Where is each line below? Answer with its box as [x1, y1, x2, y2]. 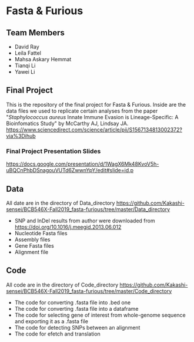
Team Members [6, 28, 65, 38]
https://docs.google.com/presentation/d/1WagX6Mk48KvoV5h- [6, 160, 159, 167]
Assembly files [14, 236, 51, 243]
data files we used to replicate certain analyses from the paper [6, 107, 158, 114]
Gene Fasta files [14, 242, 54, 249]
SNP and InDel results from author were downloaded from [14, 217, 155, 224]
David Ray [14, 43, 39, 50]
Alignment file [14, 248, 49, 255]
